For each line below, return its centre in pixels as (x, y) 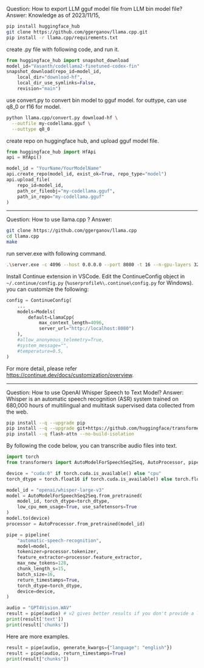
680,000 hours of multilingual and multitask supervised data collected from (100, 405)
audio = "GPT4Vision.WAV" (39, 608)
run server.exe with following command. (56, 254)
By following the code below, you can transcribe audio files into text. (92, 446)
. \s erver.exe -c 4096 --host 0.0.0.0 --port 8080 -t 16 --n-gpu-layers (99, 265)
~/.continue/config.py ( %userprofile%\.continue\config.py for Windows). (100, 282)
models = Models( (36, 312)
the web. (17, 412)
